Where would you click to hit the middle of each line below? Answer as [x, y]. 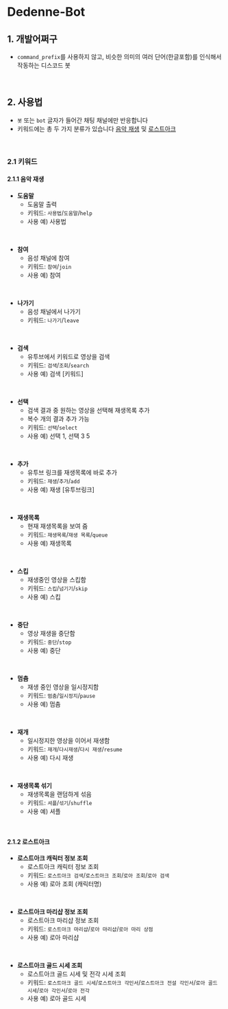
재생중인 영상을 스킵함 [57, 579]
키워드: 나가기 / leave [53, 320]
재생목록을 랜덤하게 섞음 [60, 794]
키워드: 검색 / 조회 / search [58, 365]
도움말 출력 [42, 204]
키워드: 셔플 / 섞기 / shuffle [60, 802]
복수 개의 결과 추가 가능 [59, 419]
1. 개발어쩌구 [32, 39]
